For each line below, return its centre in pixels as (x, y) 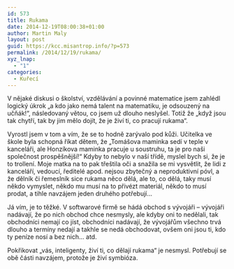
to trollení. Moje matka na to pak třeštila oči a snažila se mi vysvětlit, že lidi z (117, 164)
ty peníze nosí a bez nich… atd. (52, 237)
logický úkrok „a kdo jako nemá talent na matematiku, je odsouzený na (109, 106)
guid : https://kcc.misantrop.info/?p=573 (68, 46)
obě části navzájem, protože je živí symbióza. (73, 258)
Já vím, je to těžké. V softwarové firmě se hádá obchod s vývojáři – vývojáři (116, 208)
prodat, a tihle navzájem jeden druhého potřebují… (80, 194)
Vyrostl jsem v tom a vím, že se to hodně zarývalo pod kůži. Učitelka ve (110, 134)
